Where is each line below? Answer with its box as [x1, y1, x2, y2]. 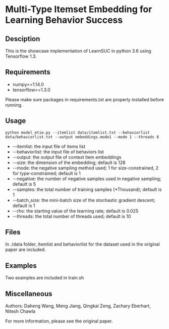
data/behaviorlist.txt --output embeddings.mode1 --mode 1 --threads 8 [5, 134, 159, 140]
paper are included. [5, 246, 46, 253]
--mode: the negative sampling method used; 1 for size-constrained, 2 [12, 164, 159, 171]
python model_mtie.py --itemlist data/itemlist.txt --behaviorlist [5, 130, 150, 135]
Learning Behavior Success [5, 14, 123, 26]
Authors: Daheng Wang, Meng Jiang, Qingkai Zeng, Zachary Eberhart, [5, 303, 151, 309]
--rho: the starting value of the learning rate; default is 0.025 [12, 208, 139, 214]
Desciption [5, 34, 40, 43]
